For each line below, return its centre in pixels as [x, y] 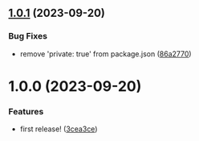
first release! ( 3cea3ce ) [59, 129]
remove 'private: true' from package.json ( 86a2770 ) [106, 54]
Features [26, 111]
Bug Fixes [28, 36]
